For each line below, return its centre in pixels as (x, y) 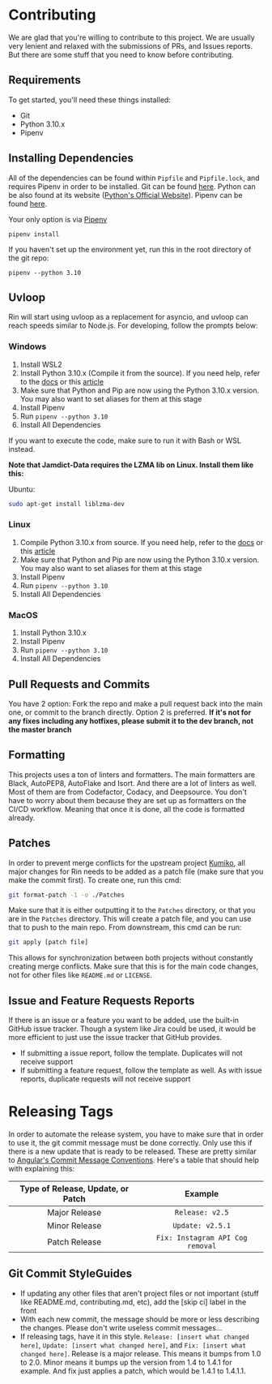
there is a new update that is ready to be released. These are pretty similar (132, 1152)
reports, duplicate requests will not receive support (105, 1079)
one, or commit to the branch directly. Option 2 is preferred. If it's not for (130, 712)
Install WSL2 (41, 364)
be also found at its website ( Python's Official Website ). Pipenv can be (125, 195)
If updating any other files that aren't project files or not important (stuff (139, 1293)
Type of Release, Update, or (74, 1188)
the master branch (40, 729)
